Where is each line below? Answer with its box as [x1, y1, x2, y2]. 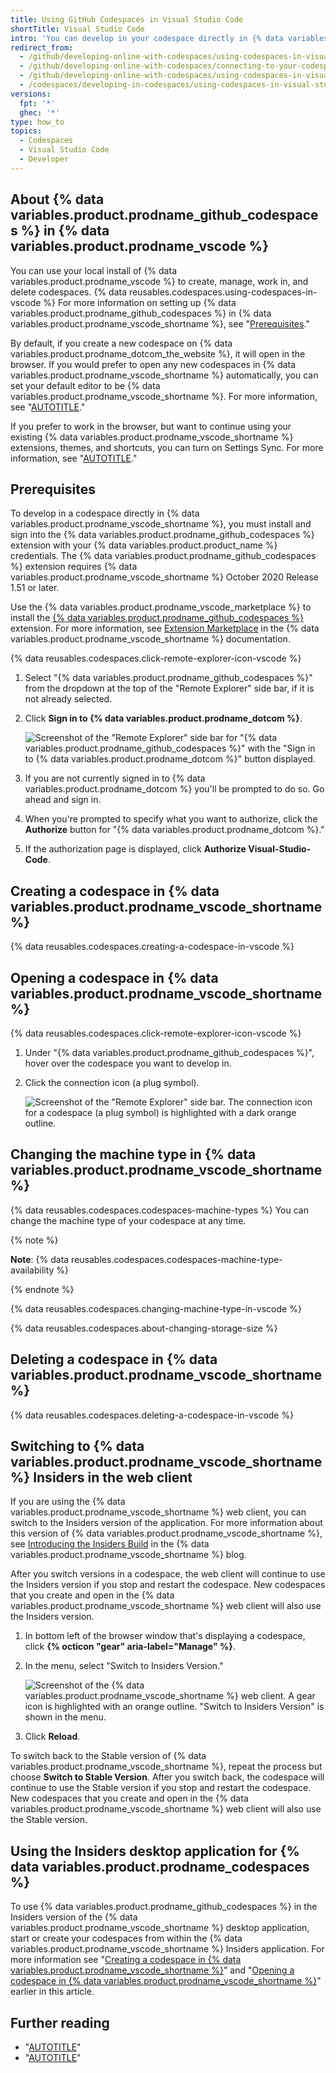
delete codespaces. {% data [10, 286, 128, 298]
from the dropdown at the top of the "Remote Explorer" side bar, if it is [24, 682, 315, 695]
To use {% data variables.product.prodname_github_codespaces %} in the [10, 1901, 318, 1913]
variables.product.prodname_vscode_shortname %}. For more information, [10, 390, 318, 402]
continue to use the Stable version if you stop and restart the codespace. [10, 1782, 312, 1794]
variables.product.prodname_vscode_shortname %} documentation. [10, 633, 291, 645]
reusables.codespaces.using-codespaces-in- [128, 286, 318, 298]
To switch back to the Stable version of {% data [10, 1750, 207, 1762]
